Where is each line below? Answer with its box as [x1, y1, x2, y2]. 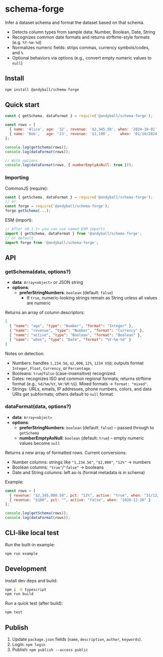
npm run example [5, 551, 38, 556]
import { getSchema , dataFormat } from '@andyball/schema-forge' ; [5, 231, 142, 236]
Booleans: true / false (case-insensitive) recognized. [12, 370, 116, 376]
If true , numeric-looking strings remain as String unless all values [26, 295, 158, 301]
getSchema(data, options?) [5, 268, 71, 275]
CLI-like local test [5, 529, 59, 537]
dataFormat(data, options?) [5, 403, 71, 410]
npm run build [5, 592, 34, 597]
